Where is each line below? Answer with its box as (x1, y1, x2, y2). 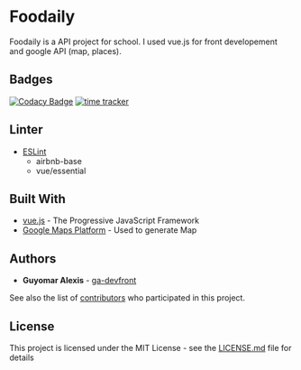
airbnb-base (35, 155, 83, 166)
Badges (9, 72, 53, 88)
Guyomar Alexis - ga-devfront (22, 275, 137, 286)
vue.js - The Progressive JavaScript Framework (22, 215, 200, 227)
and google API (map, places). (9, 45, 122, 56)
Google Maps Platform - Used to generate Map (22, 225, 197, 236)
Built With (9, 191, 66, 207)
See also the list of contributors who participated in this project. (9, 292, 246, 303)
